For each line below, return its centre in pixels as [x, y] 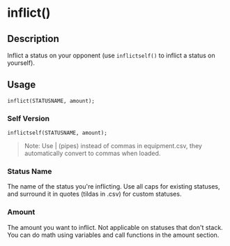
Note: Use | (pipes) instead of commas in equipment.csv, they [113, 146]
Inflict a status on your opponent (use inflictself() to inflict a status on [111, 55]
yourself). [21, 63]
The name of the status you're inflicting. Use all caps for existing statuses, [114, 187]
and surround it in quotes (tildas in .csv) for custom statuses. [94, 194]
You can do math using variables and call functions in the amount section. [113, 235]
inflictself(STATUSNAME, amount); [58, 133]
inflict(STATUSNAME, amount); [51, 101]
